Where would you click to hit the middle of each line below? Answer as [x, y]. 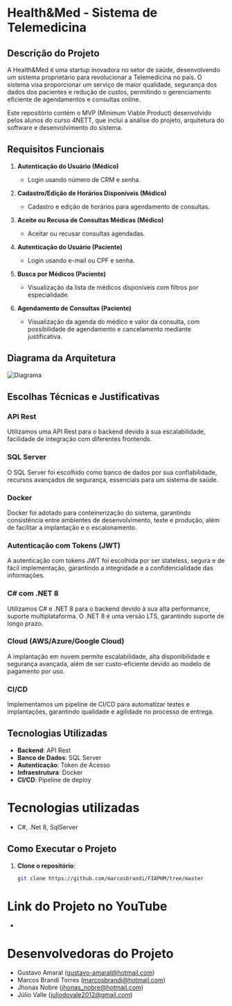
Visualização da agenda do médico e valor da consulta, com [114, 322]
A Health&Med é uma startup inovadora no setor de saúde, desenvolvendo [114, 70]
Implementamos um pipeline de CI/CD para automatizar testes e [99, 704]
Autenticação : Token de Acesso [64, 765]
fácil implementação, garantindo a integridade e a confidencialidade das [110, 568]
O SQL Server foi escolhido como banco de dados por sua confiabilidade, [112, 472]
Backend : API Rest [44, 750]
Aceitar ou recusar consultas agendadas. [86, 233]
